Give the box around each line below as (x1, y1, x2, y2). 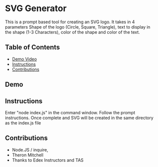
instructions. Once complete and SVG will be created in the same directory (5, 115, 154, 121)
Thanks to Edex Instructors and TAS (12, 157, 84, 163)
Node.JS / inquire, (12, 147, 48, 152)
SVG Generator (5, 3, 67, 14)
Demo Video (12, 56, 37, 62)
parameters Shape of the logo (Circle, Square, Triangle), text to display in (5, 24, 151, 30)
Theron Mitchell (12, 152, 43, 158)
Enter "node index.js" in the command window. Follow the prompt (5, 109, 135, 115)
